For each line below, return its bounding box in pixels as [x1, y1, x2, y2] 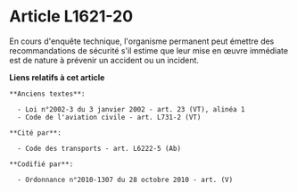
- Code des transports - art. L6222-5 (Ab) [17, 144, 181, 153]
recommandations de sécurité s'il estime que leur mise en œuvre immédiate [9, 45, 288, 55]
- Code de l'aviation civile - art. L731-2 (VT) [17, 113, 202, 121]
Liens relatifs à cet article [9, 71, 105, 82]
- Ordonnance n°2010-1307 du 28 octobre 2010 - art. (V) [17, 175, 234, 184]
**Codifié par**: [9, 159, 74, 169]
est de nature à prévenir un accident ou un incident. [9, 54, 199, 65]
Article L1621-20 [9, 6, 134, 27]
